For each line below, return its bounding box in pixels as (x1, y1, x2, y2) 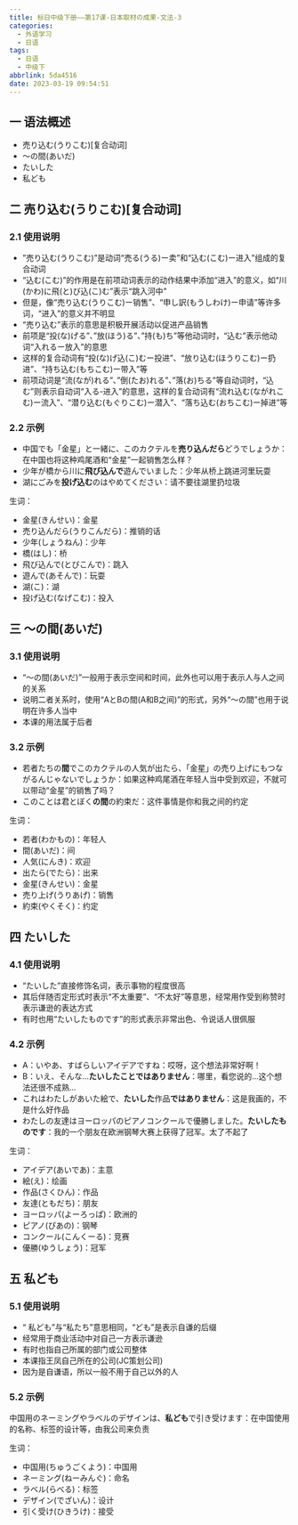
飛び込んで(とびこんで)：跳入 (21, 559, 129, 570)
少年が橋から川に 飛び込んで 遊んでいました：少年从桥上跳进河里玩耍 (21, 466, 271, 476)
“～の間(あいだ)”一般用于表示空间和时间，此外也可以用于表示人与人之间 (21, 672, 285, 683)
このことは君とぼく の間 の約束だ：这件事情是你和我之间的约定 (21, 796, 249, 807)
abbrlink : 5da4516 (9, 71, 77, 80)
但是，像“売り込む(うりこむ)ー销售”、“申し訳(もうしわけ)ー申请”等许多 (21, 297, 282, 308)
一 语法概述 (9, 115, 71, 130)
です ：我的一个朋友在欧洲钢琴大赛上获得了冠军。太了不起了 (29, 1127, 249, 1138)
